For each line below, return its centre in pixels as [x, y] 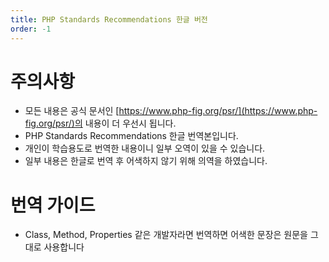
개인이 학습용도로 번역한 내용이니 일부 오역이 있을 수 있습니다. [145, 148]
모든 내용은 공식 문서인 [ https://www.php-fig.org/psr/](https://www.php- [171, 111]
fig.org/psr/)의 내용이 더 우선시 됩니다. [100, 123]
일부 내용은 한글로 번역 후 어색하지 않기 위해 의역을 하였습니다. [146, 161]
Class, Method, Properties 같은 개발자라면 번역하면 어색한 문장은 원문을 [166, 235]
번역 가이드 [53, 205]
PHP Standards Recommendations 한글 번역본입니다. [131, 136]
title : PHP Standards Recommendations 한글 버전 [109, 19]
